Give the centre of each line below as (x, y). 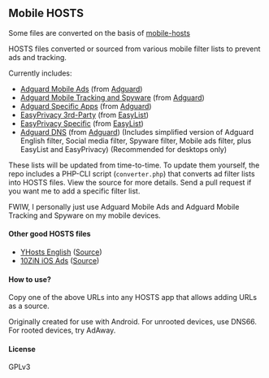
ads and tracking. (38, 57)
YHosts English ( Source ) (61, 252)
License (22, 349)
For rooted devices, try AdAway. (62, 330)
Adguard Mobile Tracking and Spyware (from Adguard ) (112, 98)
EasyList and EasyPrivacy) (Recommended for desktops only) (124, 149)
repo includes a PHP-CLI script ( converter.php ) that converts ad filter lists (132, 173)
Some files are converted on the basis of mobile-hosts (100, 33)
